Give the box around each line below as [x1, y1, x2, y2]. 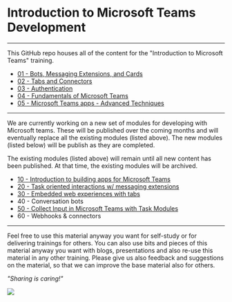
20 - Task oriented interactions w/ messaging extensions [17, 182, 180, 191]
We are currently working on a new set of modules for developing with [7, 119, 208, 127]
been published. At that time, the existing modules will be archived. [7, 161, 198, 170]
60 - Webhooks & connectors [17, 211, 101, 220]
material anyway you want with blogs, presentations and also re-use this [7, 246, 213, 254]
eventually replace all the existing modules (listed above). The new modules [7, 133, 223, 142]
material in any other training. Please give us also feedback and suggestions [7, 254, 224, 262]
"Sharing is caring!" [7, 274, 64, 283]
